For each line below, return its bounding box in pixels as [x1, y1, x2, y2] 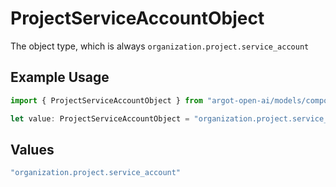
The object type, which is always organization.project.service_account [10, 40, 310, 52]
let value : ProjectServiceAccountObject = [10, 113, 190, 124]
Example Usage [10, 69, 110, 86]
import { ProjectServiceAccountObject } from [10, 95, 203, 106]
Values [10, 141, 55, 158]
